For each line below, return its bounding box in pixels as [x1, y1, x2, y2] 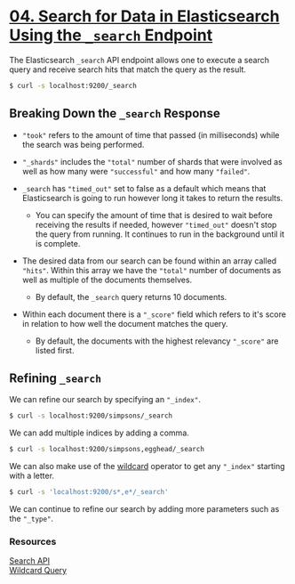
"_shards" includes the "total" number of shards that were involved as [21, 156, 283, 166]
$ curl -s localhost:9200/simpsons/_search [9, 411, 173, 420]
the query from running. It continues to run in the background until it [35, 229, 285, 239]
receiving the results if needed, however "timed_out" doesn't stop [35, 219, 277, 230]
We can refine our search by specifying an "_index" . [9, 394, 202, 405]
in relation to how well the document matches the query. [21, 318, 228, 328]
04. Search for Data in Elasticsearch [9, 6, 280, 27]
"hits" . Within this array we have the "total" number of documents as [21, 264, 282, 275]
